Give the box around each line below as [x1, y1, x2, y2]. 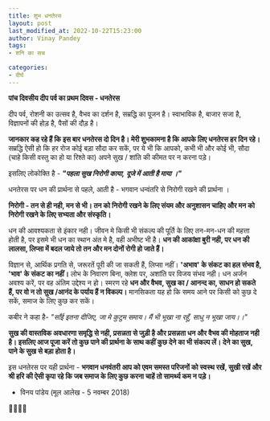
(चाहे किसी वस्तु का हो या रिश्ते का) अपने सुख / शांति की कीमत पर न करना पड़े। [8, 152, 211, 161]
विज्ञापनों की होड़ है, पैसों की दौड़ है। [8, 118, 99, 128]
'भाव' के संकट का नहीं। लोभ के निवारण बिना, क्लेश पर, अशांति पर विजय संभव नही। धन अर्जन [8, 268, 247, 278]
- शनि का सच [8, 49, 46, 57]
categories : [8, 63, 48, 72]
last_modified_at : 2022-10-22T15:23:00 [8, 27, 142, 35]
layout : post [8, 19, 52, 27]
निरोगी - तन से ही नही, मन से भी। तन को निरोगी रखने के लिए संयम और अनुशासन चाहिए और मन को [8, 200, 256, 210]
